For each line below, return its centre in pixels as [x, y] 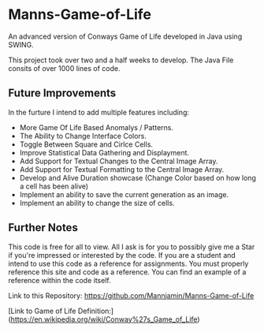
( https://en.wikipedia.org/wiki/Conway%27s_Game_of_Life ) [104, 319]
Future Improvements [62, 93]
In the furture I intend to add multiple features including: [99, 112]
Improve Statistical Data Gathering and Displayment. [104, 152]
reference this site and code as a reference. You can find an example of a [127, 272]
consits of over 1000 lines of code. [64, 68]
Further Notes [43, 228]
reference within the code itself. [60, 280]
